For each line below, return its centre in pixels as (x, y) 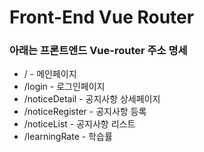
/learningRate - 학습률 (68, 137)
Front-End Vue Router (102, 17)
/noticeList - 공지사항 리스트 (79, 124)
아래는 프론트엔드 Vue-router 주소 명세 (98, 51)
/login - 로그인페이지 (64, 87)
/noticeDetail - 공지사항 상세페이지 (92, 99)
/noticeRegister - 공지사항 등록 (85, 112)
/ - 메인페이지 (50, 74)
